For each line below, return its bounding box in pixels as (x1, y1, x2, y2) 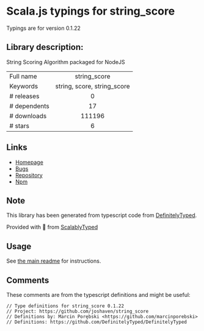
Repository (15, 171, 43, 179)
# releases (9, 91, 40, 100)
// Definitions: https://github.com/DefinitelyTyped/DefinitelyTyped (6, 319, 188, 325)
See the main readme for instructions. (6, 257, 101, 265)
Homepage (15, 158, 44, 166)
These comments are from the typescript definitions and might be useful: (6, 291, 191, 298)
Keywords (9, 82, 38, 90)
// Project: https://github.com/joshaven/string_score (6, 308, 149, 315)
